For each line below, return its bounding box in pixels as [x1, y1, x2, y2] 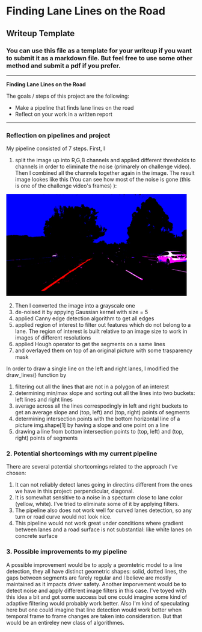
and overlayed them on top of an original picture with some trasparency [14, 347, 192, 354]
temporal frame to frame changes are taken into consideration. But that [6, 612, 182, 619]
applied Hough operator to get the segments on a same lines [14, 341, 165, 348]
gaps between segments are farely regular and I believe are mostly [6, 574, 172, 581]
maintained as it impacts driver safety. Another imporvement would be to [6, 580, 187, 587]
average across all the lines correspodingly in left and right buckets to [14, 402, 188, 409]
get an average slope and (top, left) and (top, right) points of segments [14, 409, 191, 416]
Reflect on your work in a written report [14, 110, 113, 118]
